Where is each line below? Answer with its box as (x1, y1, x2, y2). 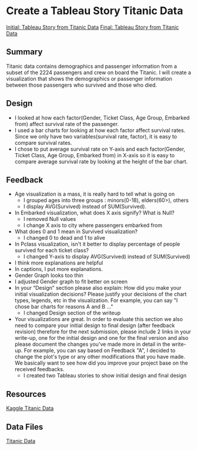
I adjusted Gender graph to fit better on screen (14, 278, 128, 285)
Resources (6, 389, 46, 399)
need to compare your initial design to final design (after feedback (14, 322, 175, 329)
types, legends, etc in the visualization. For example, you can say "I (14, 297, 178, 304)
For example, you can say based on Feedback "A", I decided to (24, 347, 176, 354)
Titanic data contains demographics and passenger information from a (6, 62, 178, 70)
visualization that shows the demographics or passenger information (6, 75, 172, 82)
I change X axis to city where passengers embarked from (23, 222, 163, 229)
